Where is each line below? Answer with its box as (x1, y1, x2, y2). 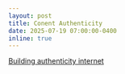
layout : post (8, 11, 52, 20)
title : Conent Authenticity (8, 19, 103, 27)
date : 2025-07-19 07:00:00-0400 (8, 27, 117, 35)
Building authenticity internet (8, 56, 105, 66)
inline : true (8, 34, 52, 43)
